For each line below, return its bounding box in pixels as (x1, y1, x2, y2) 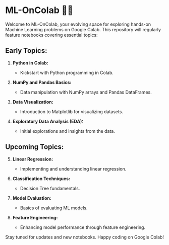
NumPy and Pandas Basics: (12, 79, 72, 85)
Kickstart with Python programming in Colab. (20, 69, 114, 75)
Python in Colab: (12, 60, 49, 66)
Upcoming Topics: (5, 143, 64, 151)
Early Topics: (5, 46, 47, 55)
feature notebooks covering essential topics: (5, 32, 98, 38)
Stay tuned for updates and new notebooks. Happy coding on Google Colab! (5, 234, 164, 240)
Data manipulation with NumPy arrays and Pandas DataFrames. (20, 89, 152, 95)
